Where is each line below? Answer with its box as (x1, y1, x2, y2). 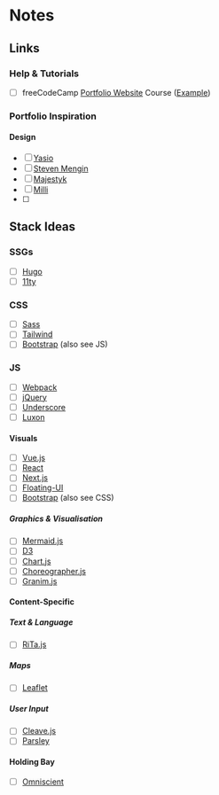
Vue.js (21, 453, 46, 464)
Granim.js (21, 575, 58, 586)
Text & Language (9, 617, 74, 627)
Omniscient (21, 776, 65, 787)
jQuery (21, 392, 47, 402)
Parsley (21, 736, 51, 746)
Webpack (21, 382, 58, 393)
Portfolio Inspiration (9, 110, 98, 122)
